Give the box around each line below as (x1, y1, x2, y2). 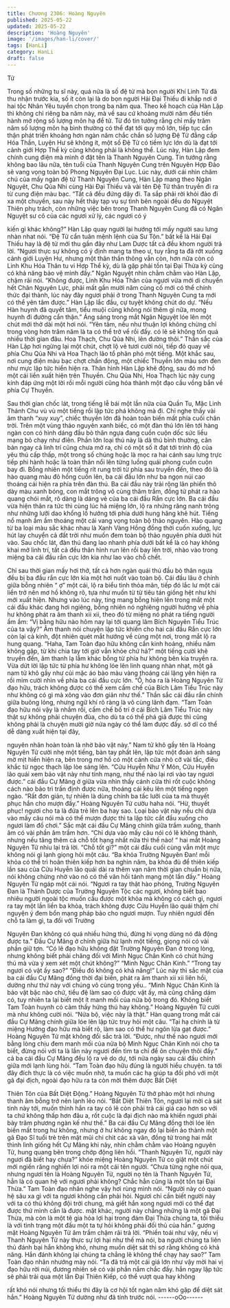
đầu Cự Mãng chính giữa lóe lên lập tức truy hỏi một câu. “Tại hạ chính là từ (7, 1017, 220, 1026)
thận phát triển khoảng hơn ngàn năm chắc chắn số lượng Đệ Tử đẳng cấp (7, 131, 218, 139)
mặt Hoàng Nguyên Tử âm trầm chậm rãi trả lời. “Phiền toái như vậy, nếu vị (7, 1228, 218, 1236)
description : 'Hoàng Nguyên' (7, 29, 91, 37)
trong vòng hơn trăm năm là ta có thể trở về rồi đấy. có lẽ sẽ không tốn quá (7, 327, 218, 335)
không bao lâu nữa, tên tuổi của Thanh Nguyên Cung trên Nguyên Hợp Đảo (7, 160, 220, 169)
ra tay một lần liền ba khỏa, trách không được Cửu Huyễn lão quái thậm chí (7, 902, 218, 910)
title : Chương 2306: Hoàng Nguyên (7, 10, 106, 17)
